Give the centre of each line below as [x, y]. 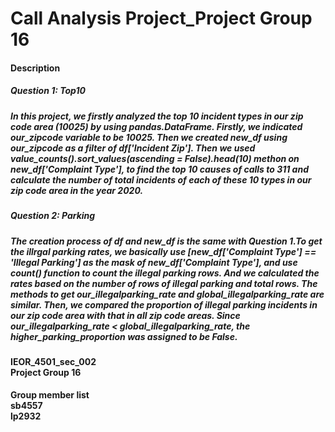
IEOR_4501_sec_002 [53, 361]
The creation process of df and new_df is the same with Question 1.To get [166, 241]
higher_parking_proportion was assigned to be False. [124, 336]
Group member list [50, 395]
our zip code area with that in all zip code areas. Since [125, 315]
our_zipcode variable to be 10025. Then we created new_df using [149, 137]
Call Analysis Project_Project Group [161, 18]
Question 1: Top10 [48, 91]
